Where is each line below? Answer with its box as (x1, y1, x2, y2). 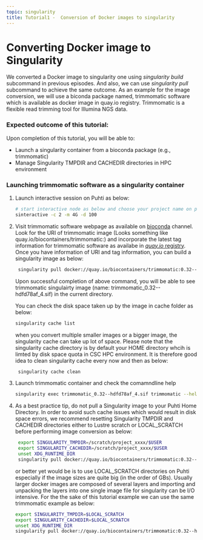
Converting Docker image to (6, 41, 151, 54)
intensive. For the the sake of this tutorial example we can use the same (15, 493, 195, 500)
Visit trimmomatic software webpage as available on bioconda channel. (15, 222, 193, 230)
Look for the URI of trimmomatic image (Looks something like (15, 229, 168, 236)
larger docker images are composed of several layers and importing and (15, 480, 196, 487)
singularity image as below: (15, 255, 84, 262)
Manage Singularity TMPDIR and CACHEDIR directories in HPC (15, 159, 171, 166)
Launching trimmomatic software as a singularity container (6, 180, 185, 189)
